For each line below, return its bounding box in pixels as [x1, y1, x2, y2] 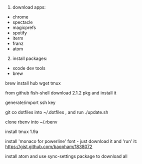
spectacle [12, 19, 33, 25]
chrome [12, 14, 28, 19]
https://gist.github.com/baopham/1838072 [5, 143, 92, 149]
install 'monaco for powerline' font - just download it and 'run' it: [5, 138, 137, 144]
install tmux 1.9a [5, 128, 38, 134]
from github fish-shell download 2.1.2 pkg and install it [5, 90, 116, 95]
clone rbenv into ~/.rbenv [5, 119, 57, 124]
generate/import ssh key [5, 99, 56, 105]
